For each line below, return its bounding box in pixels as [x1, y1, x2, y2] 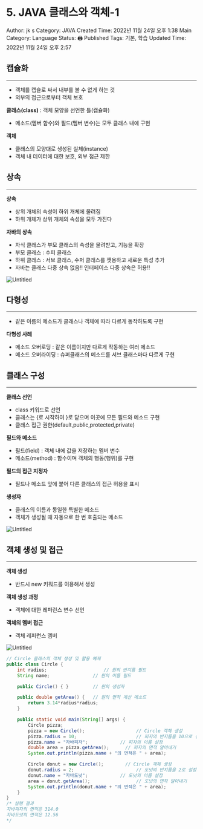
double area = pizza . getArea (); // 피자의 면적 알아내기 [28, 745, 176, 751]
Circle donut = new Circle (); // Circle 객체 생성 [28, 761, 172, 767]
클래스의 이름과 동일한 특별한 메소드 [14, 506, 100, 513]
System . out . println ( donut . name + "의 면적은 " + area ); [28, 784, 167, 790]
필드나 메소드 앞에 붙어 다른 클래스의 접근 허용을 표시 [14, 480, 140, 488]
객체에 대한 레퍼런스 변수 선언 [14, 606, 85, 613]
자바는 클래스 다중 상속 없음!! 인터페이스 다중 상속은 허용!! [14, 264, 150, 271]
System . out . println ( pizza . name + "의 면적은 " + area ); [28, 750, 167, 756]
